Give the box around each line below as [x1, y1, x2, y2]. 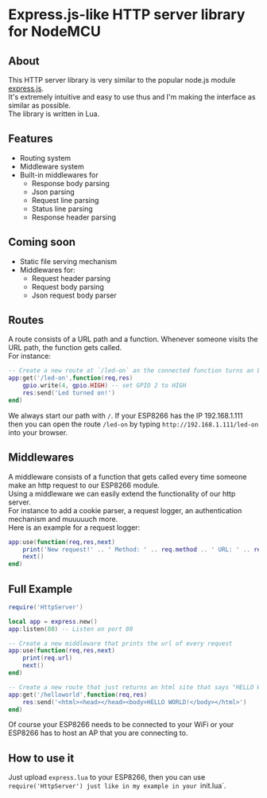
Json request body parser [31, 290, 117, 300]
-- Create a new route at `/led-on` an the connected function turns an [8, 367, 254, 375]
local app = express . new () [8, 617, 98, 625]
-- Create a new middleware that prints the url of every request [8, 639, 233, 648]
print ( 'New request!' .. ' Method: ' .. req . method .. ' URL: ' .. [22, 545, 250, 554]
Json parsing [31, 187, 75, 197]
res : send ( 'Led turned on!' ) [22, 389, 115, 397]
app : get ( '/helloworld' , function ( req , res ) [8, 691, 148, 699]
